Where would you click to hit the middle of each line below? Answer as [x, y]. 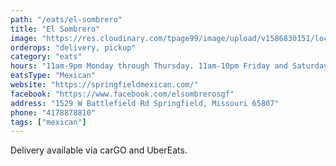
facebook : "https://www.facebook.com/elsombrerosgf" [122, 94]
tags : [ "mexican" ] [48, 122]
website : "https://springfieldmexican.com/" [104, 85]
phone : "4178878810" [53, 112]
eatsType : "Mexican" [53, 76]
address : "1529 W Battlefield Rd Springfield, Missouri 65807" [145, 103]
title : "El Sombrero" [55, 29]
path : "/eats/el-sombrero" [66, 19]
